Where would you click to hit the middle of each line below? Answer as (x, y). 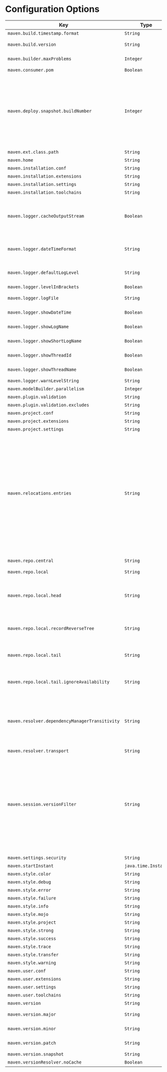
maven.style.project (32, 922)
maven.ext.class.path (33, 152)
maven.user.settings (32, 987)
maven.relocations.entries (40, 493)
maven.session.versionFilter (42, 804)
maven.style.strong (31, 930)
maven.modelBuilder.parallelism (46, 389)
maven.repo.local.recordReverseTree (51, 628)
